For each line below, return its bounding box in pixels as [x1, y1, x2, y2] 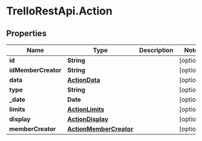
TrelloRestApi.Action [6, 4, 113, 18]
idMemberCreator [9, 66, 62, 74]
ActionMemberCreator [67, 125, 133, 133]
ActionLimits [67, 105, 105, 113]
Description [139, 46, 174, 54]
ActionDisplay [67, 115, 109, 123]
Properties [6, 28, 47, 39]
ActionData [67, 76, 100, 84]
